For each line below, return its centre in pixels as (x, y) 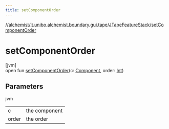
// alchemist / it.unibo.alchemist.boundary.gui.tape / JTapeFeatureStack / (78, 25)
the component (44, 111)
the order (37, 119)
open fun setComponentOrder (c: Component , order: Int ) (65, 70)
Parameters (24, 86)
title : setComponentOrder (33, 10)
